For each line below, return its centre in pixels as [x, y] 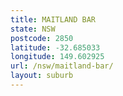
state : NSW [33, 29]
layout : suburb [42, 76]
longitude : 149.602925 [57, 57]
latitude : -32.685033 [55, 47]
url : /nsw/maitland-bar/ [62, 66]
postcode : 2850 [42, 38]
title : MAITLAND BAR [53, 19]
